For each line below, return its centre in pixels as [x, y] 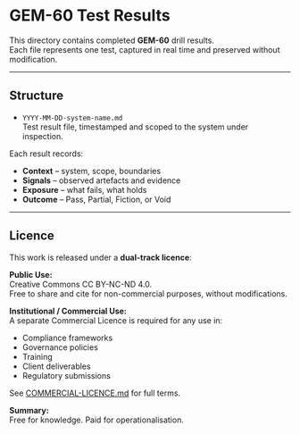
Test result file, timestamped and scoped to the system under [135, 127]
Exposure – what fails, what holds [84, 189]
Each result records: [46, 154]
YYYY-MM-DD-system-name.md [72, 118]
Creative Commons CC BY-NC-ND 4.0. [81, 284]
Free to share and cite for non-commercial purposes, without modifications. [148, 293]
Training [37, 356]
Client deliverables [56, 366]
